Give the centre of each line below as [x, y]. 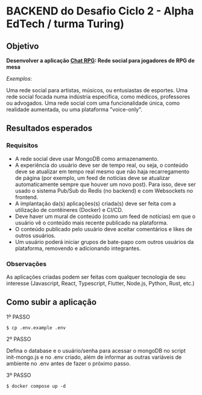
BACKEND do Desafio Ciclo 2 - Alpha [100, 11]
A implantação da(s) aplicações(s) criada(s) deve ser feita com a [95, 204]
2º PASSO [19, 339]
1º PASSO [18, 317]
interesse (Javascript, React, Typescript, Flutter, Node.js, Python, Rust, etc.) [100, 283]
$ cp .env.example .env [36, 328]
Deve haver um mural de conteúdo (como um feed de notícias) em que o [105, 216]
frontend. [27, 197]
